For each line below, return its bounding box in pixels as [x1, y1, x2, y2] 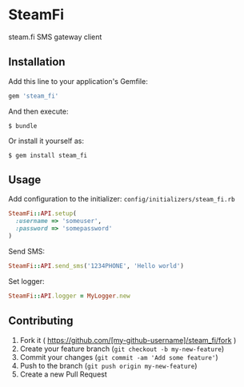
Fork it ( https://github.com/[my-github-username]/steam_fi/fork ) [19, 335, 237, 345]
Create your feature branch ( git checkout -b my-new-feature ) [19, 344, 225, 353]
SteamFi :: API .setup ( [8, 209, 78, 217]
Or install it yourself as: [8, 136, 84, 146]
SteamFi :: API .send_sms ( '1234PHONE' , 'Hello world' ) [8, 261, 184, 269]
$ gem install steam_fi [8, 151, 88, 159]
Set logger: [8, 276, 46, 285]
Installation [8, 55, 66, 69]
